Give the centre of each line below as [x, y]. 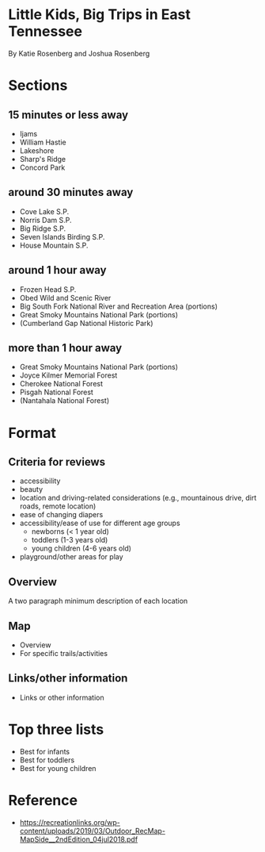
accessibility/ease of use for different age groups [100, 523]
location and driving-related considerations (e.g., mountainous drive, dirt [138, 498]
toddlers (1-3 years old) [70, 540]
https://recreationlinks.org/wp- [70, 822]
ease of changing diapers [61, 515]
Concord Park [42, 167]
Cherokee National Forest [61, 384]
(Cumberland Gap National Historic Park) [86, 323]
